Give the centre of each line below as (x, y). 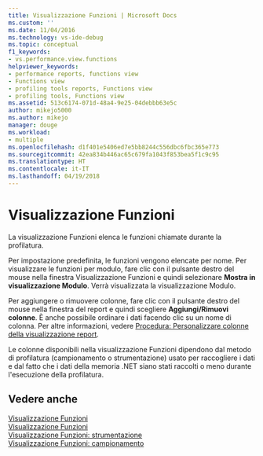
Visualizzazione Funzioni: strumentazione (75, 435)
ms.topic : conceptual (44, 45)
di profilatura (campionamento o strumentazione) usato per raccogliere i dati (131, 358)
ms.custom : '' (31, 23)
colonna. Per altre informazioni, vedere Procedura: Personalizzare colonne (129, 325)
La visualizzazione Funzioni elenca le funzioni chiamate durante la (115, 237)
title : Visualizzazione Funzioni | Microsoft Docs (93, 15)
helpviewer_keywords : (44, 67)
